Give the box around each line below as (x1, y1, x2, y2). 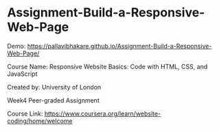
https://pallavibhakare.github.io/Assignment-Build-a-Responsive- (27, 42, 212, 50)
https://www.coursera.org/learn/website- (44, 109, 161, 118)
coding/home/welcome (7, 116, 73, 124)
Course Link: (7, 109, 43, 118)
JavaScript (7, 70, 38, 78)
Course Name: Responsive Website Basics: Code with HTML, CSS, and (7, 62, 208, 70)
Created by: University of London (7, 83, 102, 91)
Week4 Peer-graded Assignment (7, 96, 100, 104)
